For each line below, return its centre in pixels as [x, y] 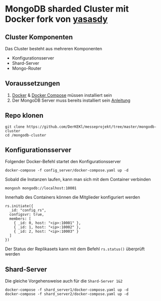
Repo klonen [24, 115]
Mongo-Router [27, 68]
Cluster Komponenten [39, 37]
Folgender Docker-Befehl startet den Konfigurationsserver [63, 162]
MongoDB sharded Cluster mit [67, 9]
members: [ [20, 219]
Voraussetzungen [33, 83]
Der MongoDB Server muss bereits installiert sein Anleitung [71, 100]
